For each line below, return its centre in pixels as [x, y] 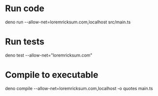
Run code [25, 9]
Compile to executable [52, 75]
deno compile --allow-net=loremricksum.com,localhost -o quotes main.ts [79, 88]
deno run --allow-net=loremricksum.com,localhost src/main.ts [68, 22]
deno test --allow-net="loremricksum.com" [49, 55]
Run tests [25, 42]
